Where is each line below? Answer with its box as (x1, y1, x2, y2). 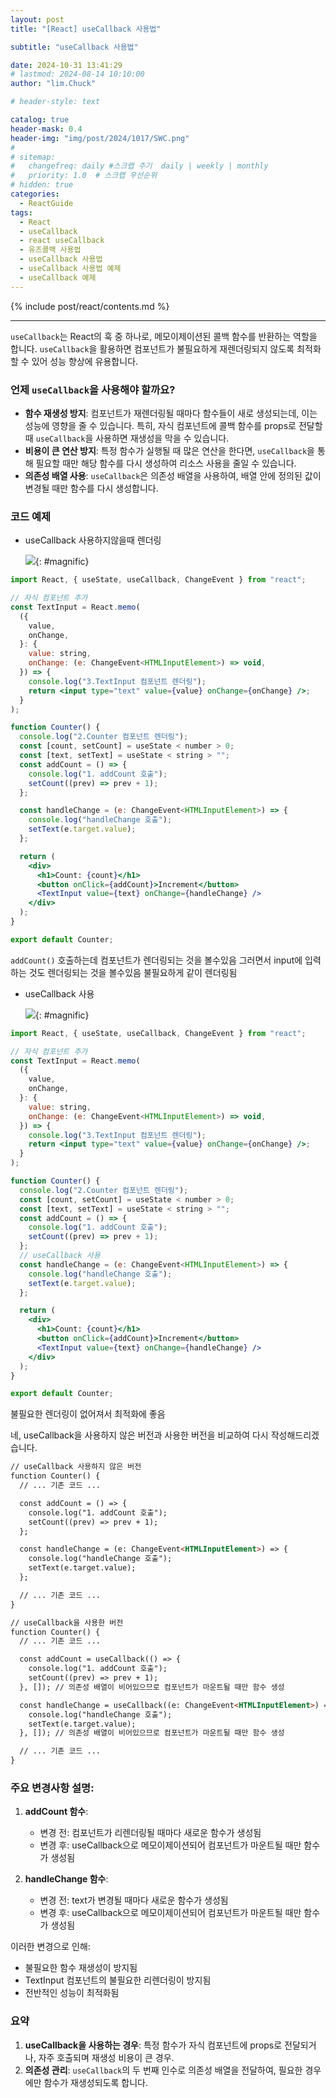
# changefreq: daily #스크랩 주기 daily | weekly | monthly (10, 161, 269, 171)
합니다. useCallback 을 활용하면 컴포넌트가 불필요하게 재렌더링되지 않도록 (10, 342, 295, 355)
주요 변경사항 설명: (10, 1781, 95, 1795)
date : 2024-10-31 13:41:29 (10, 60, 123, 70)
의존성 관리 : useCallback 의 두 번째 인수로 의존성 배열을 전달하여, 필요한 (24, 2064, 303, 2076)
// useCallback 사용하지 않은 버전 (10, 1462, 142, 1472)
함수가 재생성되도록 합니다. (43, 2076, 148, 2088)
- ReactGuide (19, 198, 74, 208)
